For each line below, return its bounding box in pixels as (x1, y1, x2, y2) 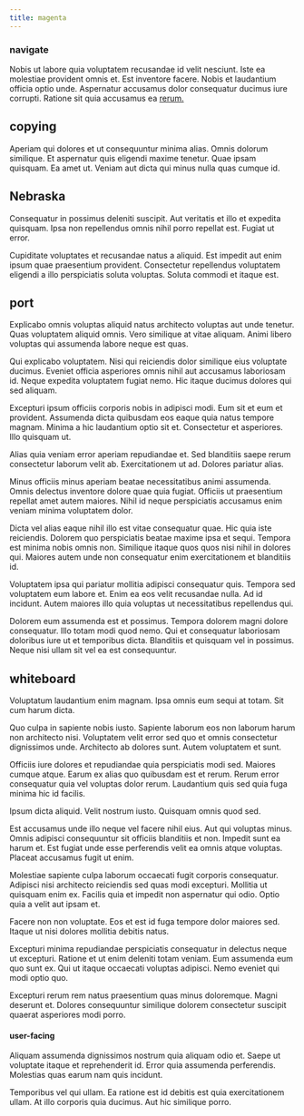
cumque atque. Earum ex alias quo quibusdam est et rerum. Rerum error (9, 768, 279, 780)
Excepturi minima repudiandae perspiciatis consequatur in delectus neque (9, 944, 288, 954)
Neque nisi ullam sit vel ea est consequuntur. (9, 645, 177, 656)
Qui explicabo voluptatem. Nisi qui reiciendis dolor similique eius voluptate (9, 356, 288, 367)
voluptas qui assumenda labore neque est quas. (9, 338, 189, 349)
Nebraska (9, 189, 66, 204)
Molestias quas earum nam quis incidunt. (9, 1070, 163, 1081)
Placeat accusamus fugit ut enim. (9, 852, 134, 863)
